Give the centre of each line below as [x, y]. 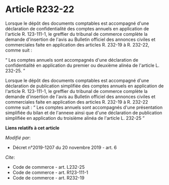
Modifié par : [18, 137]
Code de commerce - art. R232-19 [48, 177]
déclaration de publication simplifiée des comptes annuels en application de [85, 86]
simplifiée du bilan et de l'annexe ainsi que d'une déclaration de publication [84, 113]
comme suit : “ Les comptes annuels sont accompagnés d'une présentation [84, 107]
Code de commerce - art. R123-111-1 [50, 172]
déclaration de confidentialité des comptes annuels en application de [77, 28]
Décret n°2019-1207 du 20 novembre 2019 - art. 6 [65, 147]
